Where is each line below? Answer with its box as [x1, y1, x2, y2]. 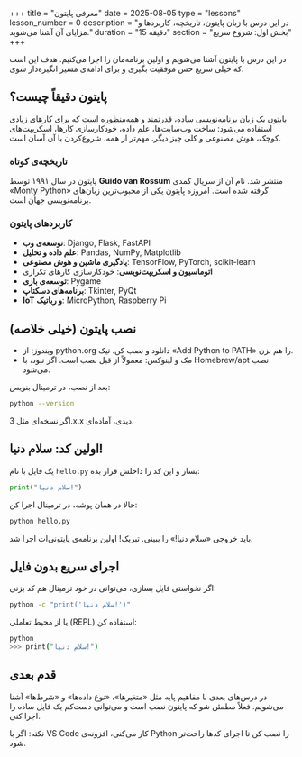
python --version [9, 399, 75, 408]
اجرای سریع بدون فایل [9, 559, 120, 575]
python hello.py [9, 516, 70, 525]
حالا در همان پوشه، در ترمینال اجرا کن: [9, 499, 138, 510]
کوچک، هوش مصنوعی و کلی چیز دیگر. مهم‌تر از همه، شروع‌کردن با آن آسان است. [9, 132, 281, 143]
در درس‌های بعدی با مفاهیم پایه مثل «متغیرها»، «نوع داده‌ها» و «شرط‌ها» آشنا [9, 691, 268, 702]
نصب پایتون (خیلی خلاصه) [9, 321, 137, 336]
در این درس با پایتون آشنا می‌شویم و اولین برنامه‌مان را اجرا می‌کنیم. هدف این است [9, 54, 287, 64]
